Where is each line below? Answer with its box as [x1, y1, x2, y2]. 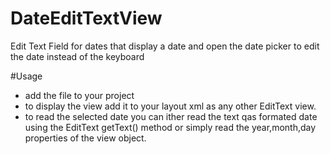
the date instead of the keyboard [10, 50, 145, 62]
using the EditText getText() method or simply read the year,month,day [24, 121, 317, 133]
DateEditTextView [10, 7, 163, 30]
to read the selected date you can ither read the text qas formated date [24, 110, 318, 122]
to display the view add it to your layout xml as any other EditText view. [24, 100, 317, 112]
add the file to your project [24, 89, 135, 101]
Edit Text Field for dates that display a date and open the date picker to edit [10, 40, 320, 52]
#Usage [10, 70, 43, 82]
